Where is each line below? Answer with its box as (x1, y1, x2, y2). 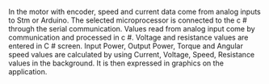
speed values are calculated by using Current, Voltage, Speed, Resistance (8, 50, 255, 59)
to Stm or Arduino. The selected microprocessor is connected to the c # (8, 15, 248, 25)
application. (8, 67, 48, 76)
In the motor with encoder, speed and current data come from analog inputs (8, 7, 261, 16)
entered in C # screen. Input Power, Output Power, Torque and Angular (8, 41, 244, 51)
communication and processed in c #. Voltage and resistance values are (8, 32, 249, 42)
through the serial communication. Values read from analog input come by (8, 24, 256, 33)
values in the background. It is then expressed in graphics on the (8, 58, 225, 68)
